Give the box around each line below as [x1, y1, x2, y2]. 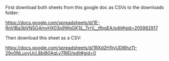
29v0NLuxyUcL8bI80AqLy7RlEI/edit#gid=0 [5, 50, 96, 56]
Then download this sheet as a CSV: [5, 35, 82, 41]
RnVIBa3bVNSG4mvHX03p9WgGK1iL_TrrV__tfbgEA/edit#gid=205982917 [5, 25, 158, 31]
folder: [5, 10, 19, 16]
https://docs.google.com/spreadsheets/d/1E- [5, 20, 100, 25]
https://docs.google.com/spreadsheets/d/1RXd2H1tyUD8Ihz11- [5, 45, 137, 50]
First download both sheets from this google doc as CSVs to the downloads [5, 5, 164, 10]
